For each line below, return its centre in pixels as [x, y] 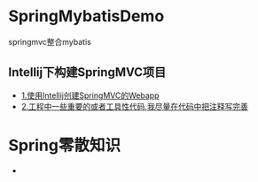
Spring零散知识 [65, 145]
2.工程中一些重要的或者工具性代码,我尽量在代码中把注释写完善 [135, 106]
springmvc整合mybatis [50, 42]
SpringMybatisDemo [86, 16]
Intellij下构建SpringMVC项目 [87, 72]
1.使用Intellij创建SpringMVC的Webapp [90, 95]
